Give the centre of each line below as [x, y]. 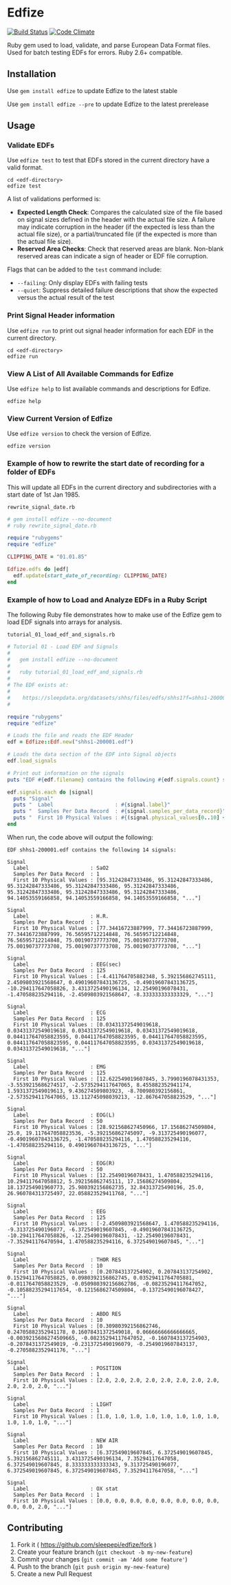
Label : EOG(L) [64, 1115]
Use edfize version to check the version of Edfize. [79, 434]
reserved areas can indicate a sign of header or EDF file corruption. [112, 256]
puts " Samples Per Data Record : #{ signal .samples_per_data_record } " [120, 811]
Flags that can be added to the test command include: [85, 269]
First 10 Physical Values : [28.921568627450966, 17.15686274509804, [115, 1127]
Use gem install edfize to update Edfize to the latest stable [92, 90]
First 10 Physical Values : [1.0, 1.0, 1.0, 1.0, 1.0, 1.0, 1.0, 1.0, [117, 1416]
